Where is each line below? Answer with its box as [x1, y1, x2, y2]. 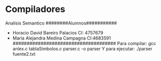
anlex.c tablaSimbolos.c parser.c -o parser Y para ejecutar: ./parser [12, 45, 152, 51]
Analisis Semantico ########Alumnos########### [5, 20, 117, 26]
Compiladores [5, 3, 65, 15]
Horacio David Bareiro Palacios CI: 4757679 [12, 29, 104, 35]
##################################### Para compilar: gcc [12, 40, 156, 46]
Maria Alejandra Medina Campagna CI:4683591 [12, 35, 111, 41]
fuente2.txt [12, 51, 36, 57]
